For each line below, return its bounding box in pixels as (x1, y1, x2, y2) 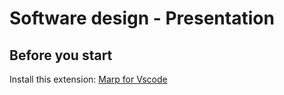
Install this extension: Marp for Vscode (9, 73, 168, 85)
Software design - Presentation (9, 7, 275, 30)
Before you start (9, 47, 113, 64)
